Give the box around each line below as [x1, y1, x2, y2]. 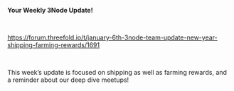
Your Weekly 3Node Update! [7, 6, 94, 14]
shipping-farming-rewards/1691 [7, 41, 100, 49]
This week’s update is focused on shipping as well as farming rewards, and [7, 68, 228, 76]
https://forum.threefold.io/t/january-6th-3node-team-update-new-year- [7, 33, 218, 42]
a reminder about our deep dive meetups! [7, 75, 129, 84]
